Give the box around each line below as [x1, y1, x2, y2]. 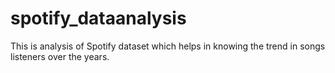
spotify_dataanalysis [10, 7, 187, 30]
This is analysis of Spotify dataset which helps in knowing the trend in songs [10, 40, 326, 52]
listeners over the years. [10, 50, 110, 62]
